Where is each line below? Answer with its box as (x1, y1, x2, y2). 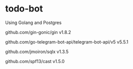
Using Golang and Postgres (5, 19, 61, 25)
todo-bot (5, 3, 43, 14)
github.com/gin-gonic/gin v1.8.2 (5, 29, 71, 35)
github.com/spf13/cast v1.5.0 (5, 58, 65, 64)
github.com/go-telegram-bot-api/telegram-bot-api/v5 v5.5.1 (5, 38, 128, 45)
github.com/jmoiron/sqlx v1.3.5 (5, 48, 69, 54)
